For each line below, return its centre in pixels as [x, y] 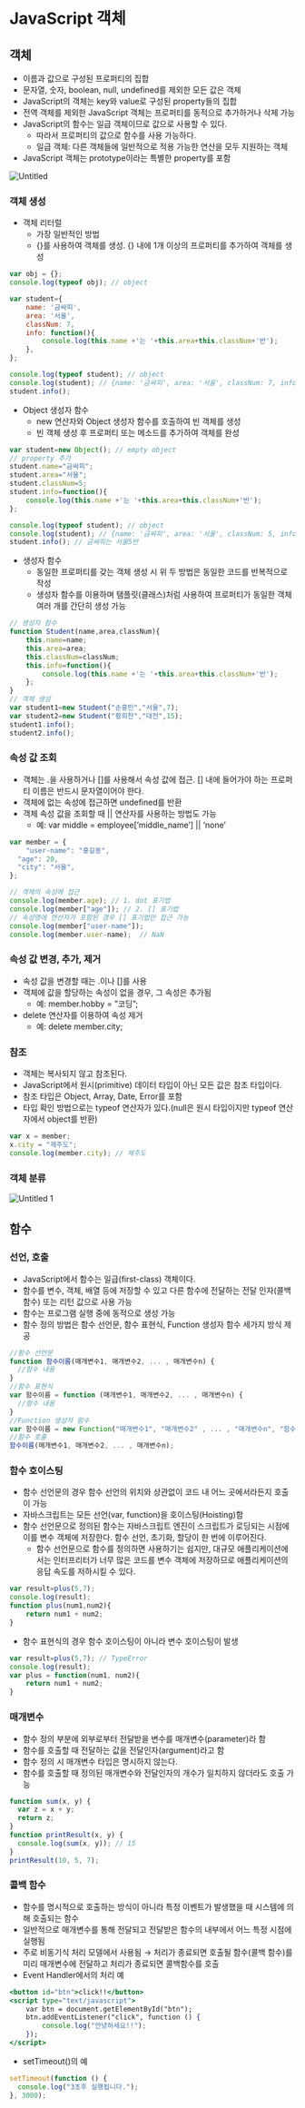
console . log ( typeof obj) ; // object [79, 282]
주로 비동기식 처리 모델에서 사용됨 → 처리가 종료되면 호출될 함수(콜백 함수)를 [157, 1952]
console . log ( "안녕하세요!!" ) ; [94, 2026]
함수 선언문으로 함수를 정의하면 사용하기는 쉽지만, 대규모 [136, 1549]
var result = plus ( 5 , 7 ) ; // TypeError [79, 1658]
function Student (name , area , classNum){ [85, 632]
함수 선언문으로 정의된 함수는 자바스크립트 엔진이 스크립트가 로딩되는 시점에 [156, 1526]
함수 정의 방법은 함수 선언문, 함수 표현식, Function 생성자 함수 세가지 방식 [152, 1324]
